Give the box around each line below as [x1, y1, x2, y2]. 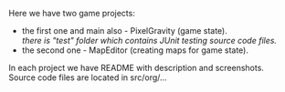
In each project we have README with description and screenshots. [8, 63, 264, 73]
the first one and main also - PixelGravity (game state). [21, 26, 227, 36]
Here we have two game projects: [8, 8, 136, 18]
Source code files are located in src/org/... [8, 72, 167, 83]
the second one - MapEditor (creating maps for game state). [21, 45, 248, 56]
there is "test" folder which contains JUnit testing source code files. [21, 36, 278, 46]
